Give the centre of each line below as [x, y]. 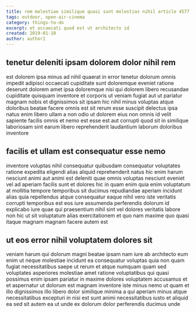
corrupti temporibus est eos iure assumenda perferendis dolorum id [88, 203]
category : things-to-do [35, 22]
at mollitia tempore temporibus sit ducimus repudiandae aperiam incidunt [94, 190]
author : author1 [26, 39]
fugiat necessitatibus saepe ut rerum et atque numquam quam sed [86, 267]
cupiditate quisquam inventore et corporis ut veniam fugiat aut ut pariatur [94, 95]
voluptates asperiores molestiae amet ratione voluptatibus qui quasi [88, 273]
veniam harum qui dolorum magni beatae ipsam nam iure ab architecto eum [97, 254]
